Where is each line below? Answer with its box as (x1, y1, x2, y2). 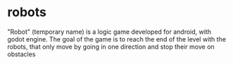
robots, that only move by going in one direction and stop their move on (7, 42, 215, 51)
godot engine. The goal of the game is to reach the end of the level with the (7, 34, 227, 43)
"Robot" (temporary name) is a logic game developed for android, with (7, 27, 211, 36)
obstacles (7, 50, 36, 58)
